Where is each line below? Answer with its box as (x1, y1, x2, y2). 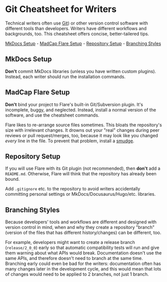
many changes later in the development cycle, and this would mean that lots (5, 266, 162, 272)
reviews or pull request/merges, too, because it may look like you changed (5, 132, 159, 138)
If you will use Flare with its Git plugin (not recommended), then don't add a (5, 165, 161, 171)
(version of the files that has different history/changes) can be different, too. (5, 229, 162, 236)
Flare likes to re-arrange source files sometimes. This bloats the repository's (5, 122, 162, 128)
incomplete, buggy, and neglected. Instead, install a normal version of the (5, 107, 156, 113)
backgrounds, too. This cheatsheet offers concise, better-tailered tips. (5, 31, 150, 37)
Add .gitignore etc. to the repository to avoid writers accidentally (5, 186, 141, 192)
